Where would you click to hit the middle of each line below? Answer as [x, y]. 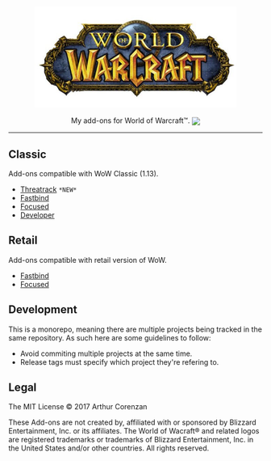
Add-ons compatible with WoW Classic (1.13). [83, 173]
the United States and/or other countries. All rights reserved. [109, 448]
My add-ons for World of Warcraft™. [131, 121]
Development [43, 310]
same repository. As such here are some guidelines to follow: [110, 337]
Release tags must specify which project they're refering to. [119, 362]
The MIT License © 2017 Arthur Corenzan [78, 407]
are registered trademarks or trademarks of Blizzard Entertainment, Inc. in [131, 440]
